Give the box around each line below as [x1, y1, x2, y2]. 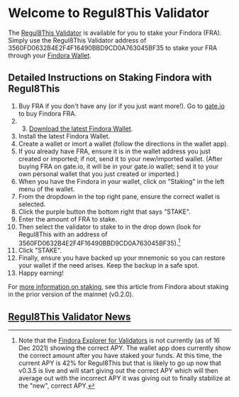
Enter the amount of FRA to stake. [18, 214, 118, 223]
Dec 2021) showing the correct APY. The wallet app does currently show [18, 344, 231, 352]
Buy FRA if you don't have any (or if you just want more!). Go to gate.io [18, 102, 226, 110]
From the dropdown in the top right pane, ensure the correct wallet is [18, 192, 221, 200]
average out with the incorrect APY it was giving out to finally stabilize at [18, 374, 230, 383]
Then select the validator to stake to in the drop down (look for [18, 222, 201, 231]
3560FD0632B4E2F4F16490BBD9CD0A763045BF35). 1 [18, 237, 181, 247]
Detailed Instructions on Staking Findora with [8, 72, 212, 84]
